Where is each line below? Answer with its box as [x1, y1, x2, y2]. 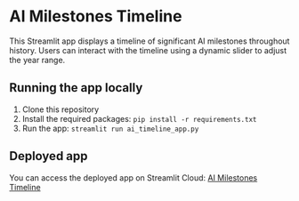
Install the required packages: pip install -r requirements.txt [21, 113, 257, 124]
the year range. [9, 54, 66, 65]
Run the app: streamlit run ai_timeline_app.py [21, 123, 199, 133]
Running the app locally [9, 80, 143, 95]
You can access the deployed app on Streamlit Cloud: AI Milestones [9, 172, 258, 183]
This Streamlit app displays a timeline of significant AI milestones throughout [9, 36, 290, 46]
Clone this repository [21, 104, 100, 115]
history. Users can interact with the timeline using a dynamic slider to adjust [9, 44, 287, 55]
